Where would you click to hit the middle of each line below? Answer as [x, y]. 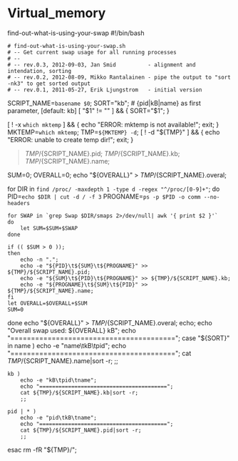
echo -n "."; [40, 259]
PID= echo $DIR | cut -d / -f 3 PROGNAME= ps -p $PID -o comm [104, 196]
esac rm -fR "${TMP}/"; [42, 450]
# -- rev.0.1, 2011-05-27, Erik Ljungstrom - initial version [105, 90]
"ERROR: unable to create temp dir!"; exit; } [71, 139]
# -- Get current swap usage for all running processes [92, 52]
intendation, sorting [40, 71]
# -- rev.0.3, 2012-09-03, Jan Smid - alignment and [102, 65]
